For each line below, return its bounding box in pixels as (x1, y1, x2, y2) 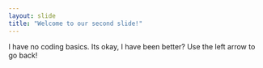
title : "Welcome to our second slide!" (8, 19, 143, 28)
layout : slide (8, 11, 57, 20)
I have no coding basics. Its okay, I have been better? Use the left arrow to (8, 41, 256, 51)
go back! (8, 50, 38, 60)
